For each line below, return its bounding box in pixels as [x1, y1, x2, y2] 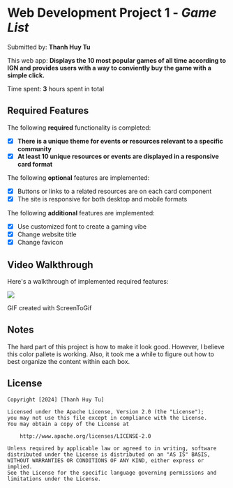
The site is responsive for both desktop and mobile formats [17, 195, 188, 203]
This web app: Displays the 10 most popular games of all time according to [7, 56, 227, 64]
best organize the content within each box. [7, 357, 130, 365]
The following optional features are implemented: [7, 173, 150, 182]
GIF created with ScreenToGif [7, 304, 92, 312]
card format [17, 160, 53, 168]
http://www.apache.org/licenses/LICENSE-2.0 [20, 432, 151, 440]
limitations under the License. [7, 475, 101, 482]
